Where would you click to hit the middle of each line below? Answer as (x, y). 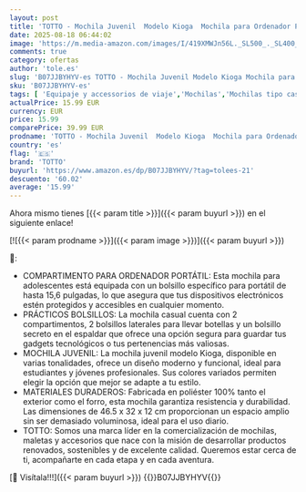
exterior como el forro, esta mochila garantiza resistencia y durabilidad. (156, 402)
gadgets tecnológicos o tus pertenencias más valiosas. (126, 343)
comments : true (38, 52)
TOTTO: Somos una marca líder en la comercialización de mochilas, (150, 431)
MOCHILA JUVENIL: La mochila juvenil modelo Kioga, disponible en (149, 354)
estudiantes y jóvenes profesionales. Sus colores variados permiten (149, 373)
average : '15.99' (42, 188)
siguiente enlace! (41, 223)
